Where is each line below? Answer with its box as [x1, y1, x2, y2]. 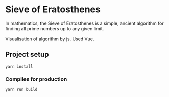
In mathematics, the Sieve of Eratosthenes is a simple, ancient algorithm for [5, 20, 164, 26]
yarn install [5, 63, 33, 69]
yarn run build [5, 87, 38, 92]
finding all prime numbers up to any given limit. [5, 25, 104, 31]
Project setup [5, 50, 50, 59]
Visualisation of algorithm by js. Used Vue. [5, 36, 94, 42]
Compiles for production [5, 75, 67, 82]
